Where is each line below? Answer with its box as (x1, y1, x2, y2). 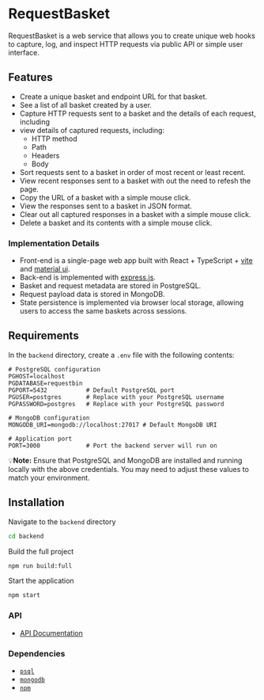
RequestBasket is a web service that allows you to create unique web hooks (8, 31, 255, 40)
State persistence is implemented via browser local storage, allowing (19, 298, 243, 307)
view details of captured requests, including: (19, 125, 164, 135)
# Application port (8, 435, 73, 443)
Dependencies (8, 648, 66, 659)
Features (8, 70, 53, 84)
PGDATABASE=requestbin (8, 379, 83, 387)
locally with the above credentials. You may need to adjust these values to (8, 464, 249, 474)
